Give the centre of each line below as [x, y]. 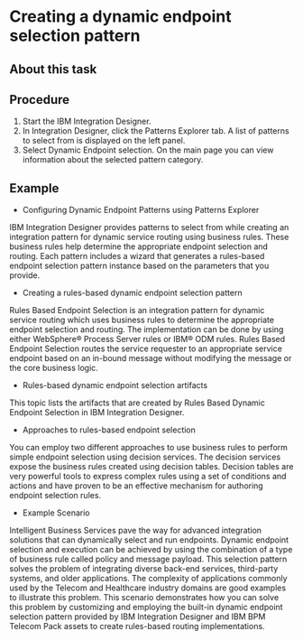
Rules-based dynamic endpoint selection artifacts [115, 385]
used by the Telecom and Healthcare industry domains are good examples [148, 588]
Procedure [40, 100]
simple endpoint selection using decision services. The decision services [145, 457]
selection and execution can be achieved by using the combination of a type [151, 550]
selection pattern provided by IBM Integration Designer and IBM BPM [138, 617]
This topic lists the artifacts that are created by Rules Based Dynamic [138, 403]
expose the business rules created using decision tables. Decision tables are [151, 467]
